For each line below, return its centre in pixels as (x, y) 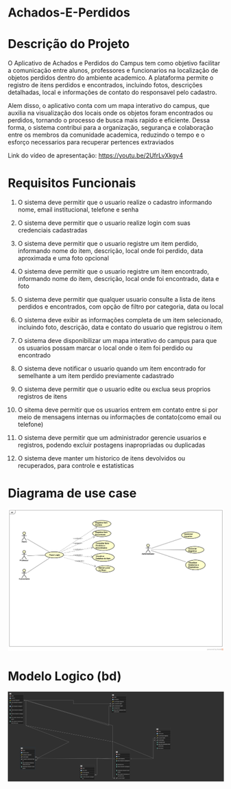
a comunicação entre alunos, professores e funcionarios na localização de (113, 71)
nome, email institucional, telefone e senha (78, 210)
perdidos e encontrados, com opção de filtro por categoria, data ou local (120, 307)
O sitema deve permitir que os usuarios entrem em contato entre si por (118, 410)
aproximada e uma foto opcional (63, 258)
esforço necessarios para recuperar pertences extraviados (91, 142)
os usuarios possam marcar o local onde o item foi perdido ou (105, 348)
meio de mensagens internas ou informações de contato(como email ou (119, 417)
